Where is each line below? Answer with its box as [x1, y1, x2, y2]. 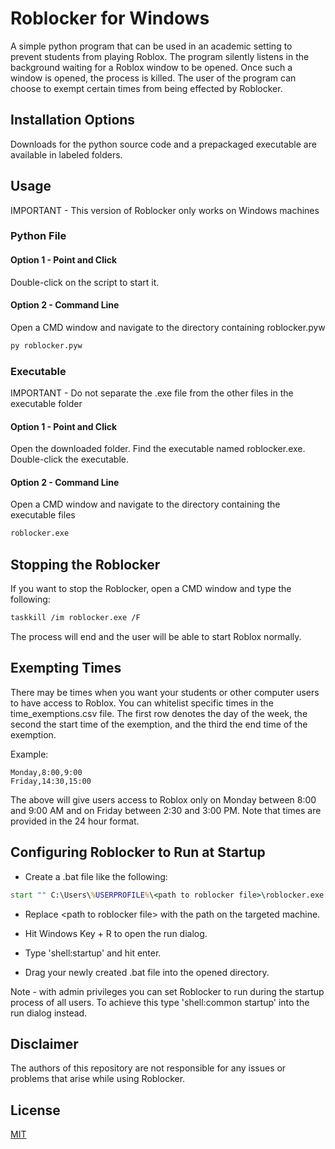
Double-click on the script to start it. [10, 276, 160, 288]
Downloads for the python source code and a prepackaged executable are [10, 138, 317, 150]
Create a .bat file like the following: [24, 870, 168, 882]
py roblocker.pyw [10, 340, 83, 351]
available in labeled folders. [10, 148, 123, 161]
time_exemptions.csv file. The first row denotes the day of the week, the [10, 707, 308, 719]
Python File [10, 229, 67, 243]
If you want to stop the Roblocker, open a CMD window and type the [10, 583, 292, 595]
